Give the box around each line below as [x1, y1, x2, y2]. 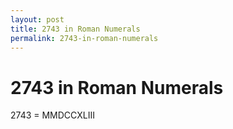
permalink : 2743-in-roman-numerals [10, 33, 159, 43]
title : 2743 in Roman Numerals [10, 24, 141, 34]
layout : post [10, 14, 65, 25]
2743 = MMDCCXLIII [10, 109, 95, 121]
